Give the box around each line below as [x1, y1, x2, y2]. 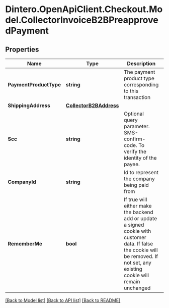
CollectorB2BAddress [65, 102, 119, 109]
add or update [124, 215, 157, 222]
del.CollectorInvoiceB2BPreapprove [5, 14, 158, 26]
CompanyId [8, 178, 36, 185]
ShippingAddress [8, 102, 50, 109]
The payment [124, 69, 155, 75]
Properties [5, 45, 39, 54]
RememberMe [8, 240, 43, 247]
